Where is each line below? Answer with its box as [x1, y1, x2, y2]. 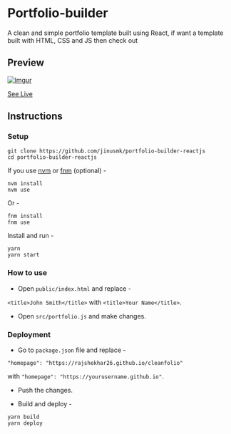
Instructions [7, 110, 63, 123]
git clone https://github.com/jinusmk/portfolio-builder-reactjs [7, 148, 205, 155]
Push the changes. [17, 386, 73, 395]
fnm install [7, 212, 43, 220]
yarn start [7, 252, 40, 259]
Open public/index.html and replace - [17, 284, 132, 293]
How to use [7, 268, 48, 278]
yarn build [7, 413, 40, 421]
